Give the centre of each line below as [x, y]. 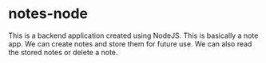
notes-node [48, 14]
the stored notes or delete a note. [63, 52]
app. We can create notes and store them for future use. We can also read [130, 43]
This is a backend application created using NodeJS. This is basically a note [133, 35]
